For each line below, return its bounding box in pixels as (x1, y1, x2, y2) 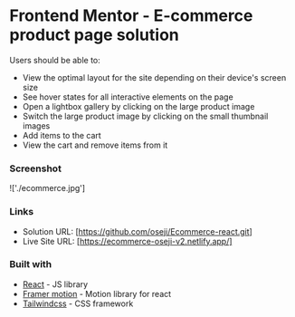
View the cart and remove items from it (22, 139, 168, 150)
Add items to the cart (22, 130, 101, 140)
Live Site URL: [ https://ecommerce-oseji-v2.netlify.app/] (22, 235, 233, 246)
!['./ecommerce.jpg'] (9, 183, 86, 194)
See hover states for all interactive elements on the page (22, 91, 233, 102)
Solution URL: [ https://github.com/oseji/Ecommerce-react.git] (22, 226, 253, 236)
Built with (9, 258, 52, 271)
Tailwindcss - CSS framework (22, 298, 134, 309)
